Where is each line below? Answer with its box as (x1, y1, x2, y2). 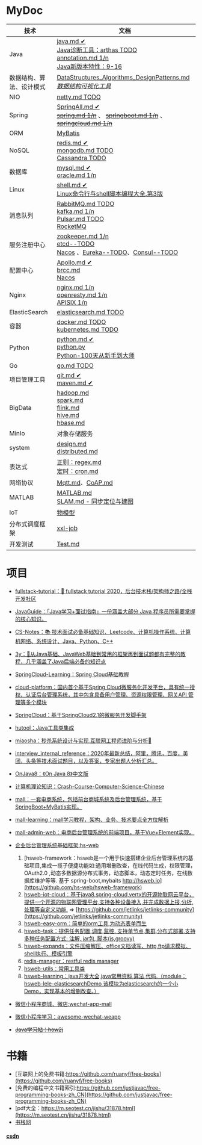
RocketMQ (57, 222, 87, 231)
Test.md (57, 539, 80, 548)
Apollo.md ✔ (57, 258, 93, 267)
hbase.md (57, 418, 85, 427)
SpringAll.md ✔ (57, 102, 100, 111)
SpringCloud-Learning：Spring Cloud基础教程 (14, 671, 129, 678)
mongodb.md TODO (57, 146, 114, 154)
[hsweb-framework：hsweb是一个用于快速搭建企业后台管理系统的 (23, 854, 188, 861)
